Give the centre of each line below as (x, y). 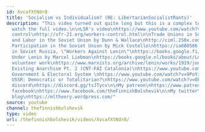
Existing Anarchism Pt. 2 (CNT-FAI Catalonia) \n (75, 68)
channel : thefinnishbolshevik (45, 108)
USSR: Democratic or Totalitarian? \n (60, 80)
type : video (21, 114)
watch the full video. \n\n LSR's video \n (64, 29)
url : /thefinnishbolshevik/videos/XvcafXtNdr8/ (68, 119)
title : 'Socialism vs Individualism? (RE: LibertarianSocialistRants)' (99, 18)
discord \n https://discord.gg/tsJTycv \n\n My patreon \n (81, 86)
